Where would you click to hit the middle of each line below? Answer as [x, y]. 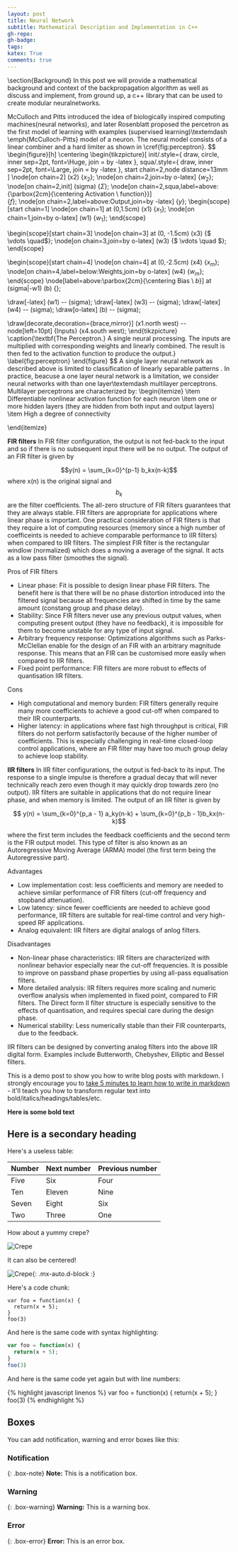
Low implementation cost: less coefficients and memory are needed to [120, 885]
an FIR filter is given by [41, 456]
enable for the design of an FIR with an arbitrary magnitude [135, 645]
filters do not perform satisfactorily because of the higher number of [117, 733]
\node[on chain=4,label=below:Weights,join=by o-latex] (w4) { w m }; [106, 272]
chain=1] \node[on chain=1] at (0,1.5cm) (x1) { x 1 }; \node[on [109, 210]
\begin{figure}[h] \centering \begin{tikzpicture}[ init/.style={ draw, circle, [113, 154]
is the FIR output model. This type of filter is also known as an [97, 842]
